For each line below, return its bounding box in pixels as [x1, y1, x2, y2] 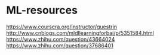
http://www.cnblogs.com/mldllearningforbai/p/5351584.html [6, 29, 154, 36]
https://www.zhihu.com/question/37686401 [6, 42, 113, 49]
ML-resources [6, 4, 78, 17]
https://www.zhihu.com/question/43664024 [6, 35, 115, 43]
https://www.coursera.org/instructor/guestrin [6, 23, 118, 30]
